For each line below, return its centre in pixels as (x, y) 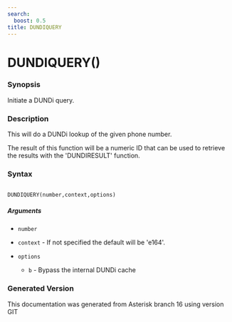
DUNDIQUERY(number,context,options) (62, 195)
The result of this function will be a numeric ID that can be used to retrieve (116, 148)
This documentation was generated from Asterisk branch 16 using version (116, 304)
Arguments (25, 211)
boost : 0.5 (30, 21)
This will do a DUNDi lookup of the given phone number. (90, 134)
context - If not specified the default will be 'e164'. (91, 242)
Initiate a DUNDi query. (41, 100)
